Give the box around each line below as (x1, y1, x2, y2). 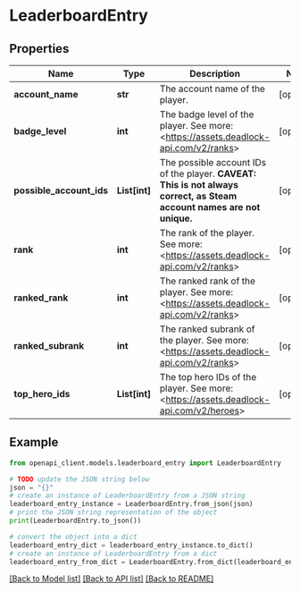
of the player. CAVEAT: (159, 167, 256, 180)
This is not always (159, 179, 239, 190)
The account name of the (159, 82, 266, 95)
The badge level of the (159, 108, 254, 121)
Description (188, 68, 241, 80)
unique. (159, 212, 193, 224)
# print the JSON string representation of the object (9, 508, 218, 517)
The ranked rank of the (159, 275, 256, 287)
